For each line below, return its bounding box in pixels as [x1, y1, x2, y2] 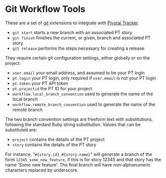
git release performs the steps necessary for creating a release [12, 45, 145, 51]
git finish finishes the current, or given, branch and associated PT [12, 35, 151, 41]
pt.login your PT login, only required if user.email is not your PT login [12, 75, 156, 81]
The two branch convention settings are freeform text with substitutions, [5, 116, 153, 122]
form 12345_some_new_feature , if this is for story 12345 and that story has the [5, 156, 162, 162]
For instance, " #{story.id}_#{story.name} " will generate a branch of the [5, 151, 153, 157]
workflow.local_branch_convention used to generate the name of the [12, 91, 153, 97]
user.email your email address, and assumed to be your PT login [12, 69, 145, 75]
